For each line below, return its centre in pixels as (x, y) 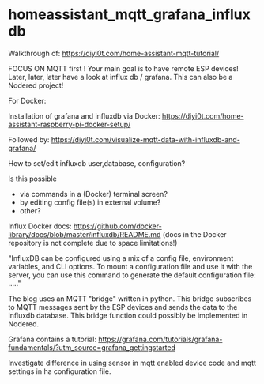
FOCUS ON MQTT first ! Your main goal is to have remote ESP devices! (123, 68)
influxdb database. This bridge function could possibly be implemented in (128, 315)
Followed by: (29, 139)
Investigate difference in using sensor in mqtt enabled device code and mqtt (132, 363)
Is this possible (32, 179)
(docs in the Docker (194, 234)
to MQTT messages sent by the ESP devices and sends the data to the (123, 307)
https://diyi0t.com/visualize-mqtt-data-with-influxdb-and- (146, 139)
